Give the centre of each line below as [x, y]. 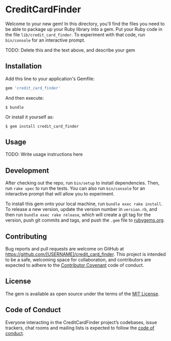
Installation [24, 66]
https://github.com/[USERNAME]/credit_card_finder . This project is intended [86, 254]
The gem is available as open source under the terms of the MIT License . [82, 294]
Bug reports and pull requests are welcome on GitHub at [65, 249]
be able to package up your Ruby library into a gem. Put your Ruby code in [84, 29]
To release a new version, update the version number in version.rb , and [81, 209]
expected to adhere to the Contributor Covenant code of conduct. [75, 265]
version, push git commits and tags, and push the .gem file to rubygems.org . [85, 220]
